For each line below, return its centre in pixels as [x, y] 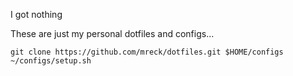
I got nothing [36, 14]
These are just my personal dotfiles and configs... [112, 33]
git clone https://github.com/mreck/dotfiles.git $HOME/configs [147, 52]
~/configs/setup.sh [51, 61]
